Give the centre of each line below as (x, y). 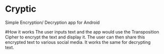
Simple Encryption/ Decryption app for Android (52, 22)
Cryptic (21, 9)
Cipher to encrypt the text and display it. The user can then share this (75, 37)
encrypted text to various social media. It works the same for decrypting (78, 42)
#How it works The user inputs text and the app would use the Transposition (82, 32)
